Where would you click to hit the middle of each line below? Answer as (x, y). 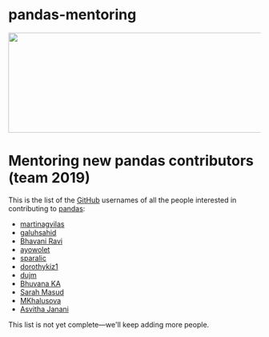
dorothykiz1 (39, 267)
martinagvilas (42, 224)
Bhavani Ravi (41, 241)
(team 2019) (49, 178)
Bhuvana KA (40, 283)
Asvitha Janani (44, 309)
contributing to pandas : (47, 208)
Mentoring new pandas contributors (131, 161)
